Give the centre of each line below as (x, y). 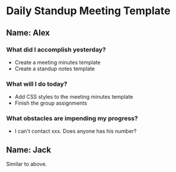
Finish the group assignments (51, 103)
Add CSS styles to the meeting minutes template (74, 97)
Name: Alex (28, 33)
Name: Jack (29, 150)
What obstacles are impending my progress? (72, 118)
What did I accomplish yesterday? (56, 50)
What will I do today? (37, 84)
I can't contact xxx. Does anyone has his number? (76, 131)
